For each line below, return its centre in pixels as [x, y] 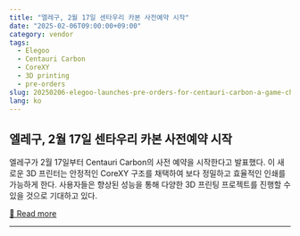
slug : [19, 92]
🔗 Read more [33, 214]
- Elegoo [33, 51]
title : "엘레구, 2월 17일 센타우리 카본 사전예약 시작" [100, 17]
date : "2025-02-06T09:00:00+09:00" [75, 26]
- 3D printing [43, 76]
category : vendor [42, 34]
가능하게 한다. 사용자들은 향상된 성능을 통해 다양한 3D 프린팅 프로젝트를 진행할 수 [150, 185]
